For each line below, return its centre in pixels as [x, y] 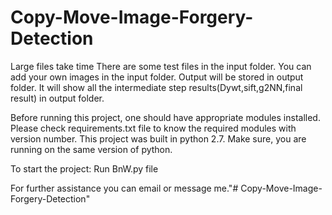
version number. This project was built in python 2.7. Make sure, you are [158, 138]
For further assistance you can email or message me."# [124, 188]
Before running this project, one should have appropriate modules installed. [165, 117]
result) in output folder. [57, 98]
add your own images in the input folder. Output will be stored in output [157, 77]
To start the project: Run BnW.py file [84, 168]
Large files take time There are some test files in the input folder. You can [161, 66]
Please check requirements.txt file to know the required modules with [153, 128]
